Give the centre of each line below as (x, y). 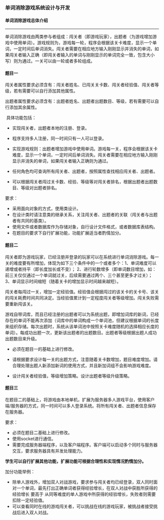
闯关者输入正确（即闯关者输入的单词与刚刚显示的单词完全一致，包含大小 (82, 55)
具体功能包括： (21, 118)
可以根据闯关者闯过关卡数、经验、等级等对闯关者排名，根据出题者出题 (83, 182)
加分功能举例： (20, 471)
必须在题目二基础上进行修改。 (42, 432)
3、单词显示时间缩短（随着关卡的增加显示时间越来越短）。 (63, 281)
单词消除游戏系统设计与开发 (38, 7)
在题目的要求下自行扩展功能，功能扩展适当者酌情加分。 (68, 233)
